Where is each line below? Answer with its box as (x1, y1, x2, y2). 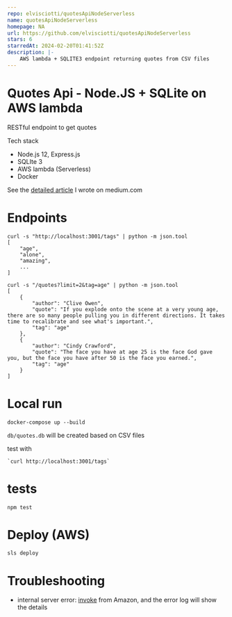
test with (7, 444, 33, 452)
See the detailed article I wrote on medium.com (7, 186, 143, 194)
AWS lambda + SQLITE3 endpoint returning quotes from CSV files (19, 56, 210, 63)
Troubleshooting (7, 573, 106, 589)
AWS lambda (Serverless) (17, 165, 92, 173)
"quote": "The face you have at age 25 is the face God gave (32, 348, 213, 355)
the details (17, 603, 48, 611)
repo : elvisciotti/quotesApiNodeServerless (7, 10, 135, 17)
